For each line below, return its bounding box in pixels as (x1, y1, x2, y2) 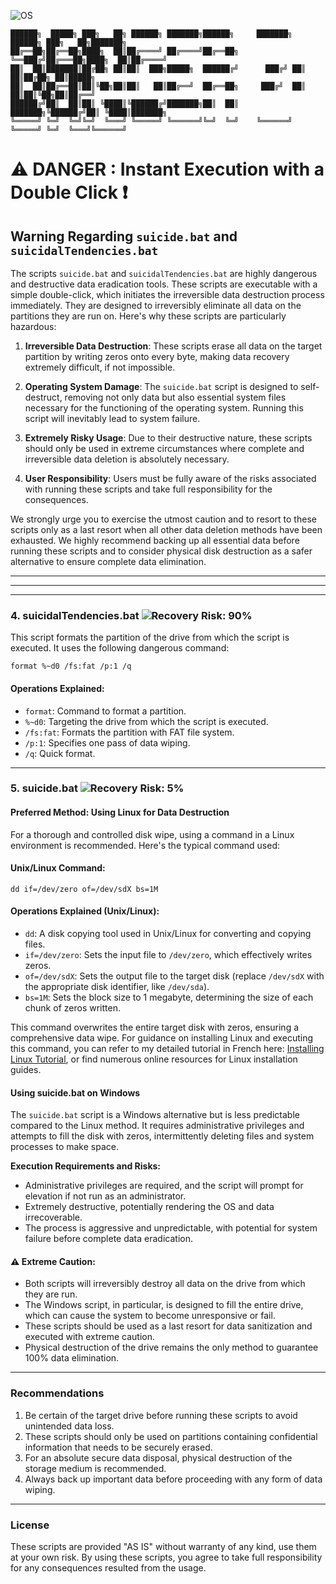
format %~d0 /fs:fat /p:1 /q (10, 661, 132, 672)
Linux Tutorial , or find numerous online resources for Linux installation (10, 1053, 298, 1065)
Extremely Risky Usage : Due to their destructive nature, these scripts (24, 432, 313, 444)
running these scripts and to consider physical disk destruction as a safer (10, 545, 313, 557)
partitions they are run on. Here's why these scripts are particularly (10, 310, 287, 322)
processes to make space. (10, 1141, 119, 1153)
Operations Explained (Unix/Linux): (10, 905, 160, 917)
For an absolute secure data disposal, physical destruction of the (24, 1451, 293, 1464)
